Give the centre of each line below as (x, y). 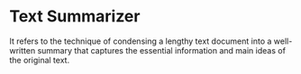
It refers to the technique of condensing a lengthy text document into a (141, 41)
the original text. (40, 60)
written (23, 50)
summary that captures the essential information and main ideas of (162, 50)
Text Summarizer (75, 16)
